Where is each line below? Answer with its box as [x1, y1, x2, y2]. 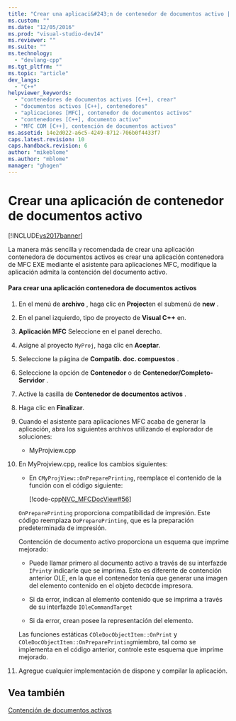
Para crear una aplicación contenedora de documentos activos [8, 284, 197, 292]
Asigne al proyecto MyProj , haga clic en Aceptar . [18, 341, 161, 349]
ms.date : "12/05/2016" [8, 23, 75, 31]
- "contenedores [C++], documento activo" [14, 116, 142, 123]
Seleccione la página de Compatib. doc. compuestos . [18, 354, 179, 363]
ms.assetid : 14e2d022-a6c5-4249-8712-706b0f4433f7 [8, 129, 161, 136]
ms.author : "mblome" [8, 155, 69, 163]
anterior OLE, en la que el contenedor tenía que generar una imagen [28, 573, 228, 582]
